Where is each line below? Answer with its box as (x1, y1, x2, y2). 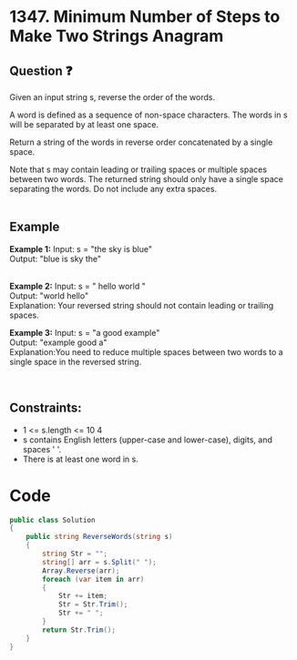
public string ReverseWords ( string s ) (26, 533, 173, 542)
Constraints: (9, 401, 82, 416)
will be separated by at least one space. (9, 119, 159, 129)
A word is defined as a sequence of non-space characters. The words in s (9, 109, 289, 120)
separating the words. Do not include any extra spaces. (9, 184, 217, 194)
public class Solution (9, 515, 96, 524)
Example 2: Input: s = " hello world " (9, 280, 146, 291)
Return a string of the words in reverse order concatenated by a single (9, 137, 273, 147)
